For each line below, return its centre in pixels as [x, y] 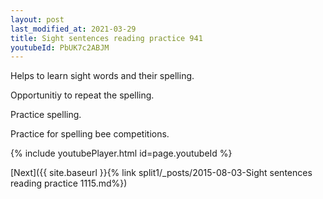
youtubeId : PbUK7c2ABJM [60, 47]
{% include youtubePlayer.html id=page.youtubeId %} [121, 153]
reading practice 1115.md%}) [69, 183]
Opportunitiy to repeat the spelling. [82, 95]
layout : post [37, 19]
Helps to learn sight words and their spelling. [102, 76]
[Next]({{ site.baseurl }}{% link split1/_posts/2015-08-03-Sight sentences [161, 173]
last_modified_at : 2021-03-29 [73, 29]
